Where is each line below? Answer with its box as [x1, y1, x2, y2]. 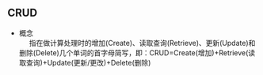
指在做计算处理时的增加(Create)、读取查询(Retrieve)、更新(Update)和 [29, 38, 256, 47]
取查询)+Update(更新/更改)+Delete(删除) [18, 58, 151, 67]
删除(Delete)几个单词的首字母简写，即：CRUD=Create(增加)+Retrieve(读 [18, 47, 256, 58]
